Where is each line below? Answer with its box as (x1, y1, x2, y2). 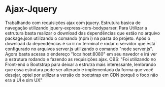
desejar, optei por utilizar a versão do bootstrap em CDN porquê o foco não (5, 72, 159, 78)
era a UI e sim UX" (5, 77, 43, 83)
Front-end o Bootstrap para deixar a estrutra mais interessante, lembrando (5, 61, 156, 67)
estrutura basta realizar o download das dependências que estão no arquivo (5, 30, 160, 36)
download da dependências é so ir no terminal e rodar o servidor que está (5, 40, 156, 46)
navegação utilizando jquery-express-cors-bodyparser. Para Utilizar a (5, 25, 147, 30)
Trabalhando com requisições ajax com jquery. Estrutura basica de (5, 20, 141, 26)
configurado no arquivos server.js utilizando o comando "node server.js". (5, 46, 154, 52)
